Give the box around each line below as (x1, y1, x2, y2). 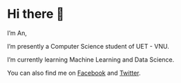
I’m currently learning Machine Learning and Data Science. (7, 55, 175, 64)
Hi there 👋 (7, 6, 64, 22)
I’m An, (7, 29, 28, 37)
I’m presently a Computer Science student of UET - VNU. (7, 42, 169, 50)
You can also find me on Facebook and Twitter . (7, 69, 141, 77)
